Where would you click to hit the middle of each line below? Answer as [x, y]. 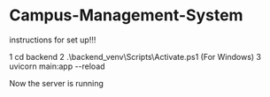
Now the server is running [57, 83]
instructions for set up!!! [53, 40]
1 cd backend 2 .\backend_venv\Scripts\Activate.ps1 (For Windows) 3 [135, 56]
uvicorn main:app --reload [57, 66]
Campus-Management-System [126, 15]
